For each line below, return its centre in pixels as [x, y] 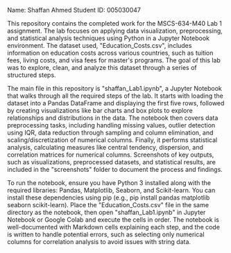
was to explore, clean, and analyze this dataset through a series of [102, 68]
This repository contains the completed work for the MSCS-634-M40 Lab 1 [114, 23]
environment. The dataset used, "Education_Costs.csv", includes [100, 45]
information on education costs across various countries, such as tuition [110, 53]
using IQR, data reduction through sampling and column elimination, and [110, 132]
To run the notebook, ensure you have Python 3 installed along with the [109, 183]
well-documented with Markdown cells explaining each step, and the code [114, 227]
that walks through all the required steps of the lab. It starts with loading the [115, 96]
